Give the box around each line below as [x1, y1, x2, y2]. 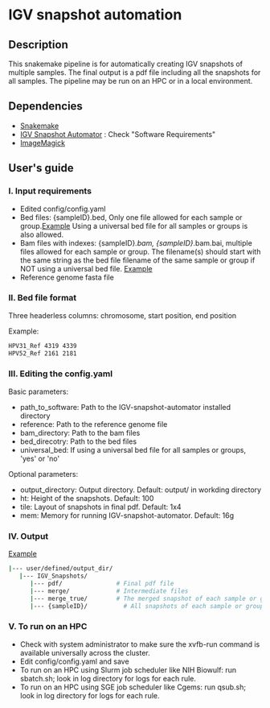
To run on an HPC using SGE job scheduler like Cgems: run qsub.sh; [19, 682, 247, 692]
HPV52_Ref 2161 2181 [8, 349, 78, 358]
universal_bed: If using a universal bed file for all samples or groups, [19, 445, 247, 454]
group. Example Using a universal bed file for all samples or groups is [19, 221, 248, 230]
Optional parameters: [8, 469, 79, 478]
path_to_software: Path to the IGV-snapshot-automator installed [19, 402, 231, 412]
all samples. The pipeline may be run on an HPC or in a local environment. [8, 77, 253, 85]
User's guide [8, 161, 74, 175]
